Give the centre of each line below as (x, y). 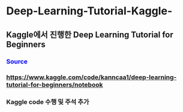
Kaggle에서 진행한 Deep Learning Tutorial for (90, 34)
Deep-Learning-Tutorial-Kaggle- (89, 11)
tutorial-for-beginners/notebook (55, 85)
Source (17, 61)
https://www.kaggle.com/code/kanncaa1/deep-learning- (91, 77)
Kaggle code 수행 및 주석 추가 (48, 102)
